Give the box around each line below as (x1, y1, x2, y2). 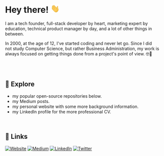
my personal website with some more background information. (12, 104, 139, 109)
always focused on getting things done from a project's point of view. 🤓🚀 (5, 51, 153, 57)
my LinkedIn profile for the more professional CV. (12, 108, 112, 114)
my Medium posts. (12, 98, 50, 104)
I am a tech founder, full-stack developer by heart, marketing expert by (5, 21, 148, 26)
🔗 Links (5, 132, 28, 141)
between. (5, 31, 24, 37)
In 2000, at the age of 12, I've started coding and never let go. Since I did (5, 41, 152, 47)
